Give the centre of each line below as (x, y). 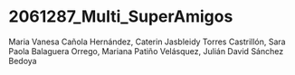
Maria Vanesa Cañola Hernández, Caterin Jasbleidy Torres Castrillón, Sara (147, 42)
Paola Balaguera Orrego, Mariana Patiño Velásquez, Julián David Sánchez (146, 51)
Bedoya (23, 61)
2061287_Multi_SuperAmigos (121, 17)
